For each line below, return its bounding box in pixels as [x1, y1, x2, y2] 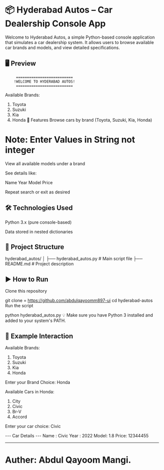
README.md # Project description [5, 261, 74, 267]
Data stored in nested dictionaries [5, 229, 73, 235]
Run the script [5, 303, 33, 309]
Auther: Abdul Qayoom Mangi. [5, 454, 131, 466]
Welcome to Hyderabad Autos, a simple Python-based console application [5, 34, 155, 40]
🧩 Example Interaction [5, 332, 73, 340]
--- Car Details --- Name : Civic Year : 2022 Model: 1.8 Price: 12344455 [5, 432, 149, 438]
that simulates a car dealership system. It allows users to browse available [5, 39, 154, 45]
